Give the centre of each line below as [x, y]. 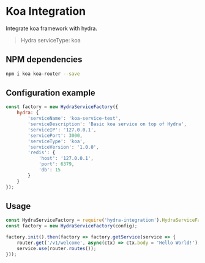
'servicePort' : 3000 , [55, 135]
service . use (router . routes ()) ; [57, 248]
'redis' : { [42, 153]
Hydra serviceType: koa [50, 40]
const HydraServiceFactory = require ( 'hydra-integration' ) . [84, 220]
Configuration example [50, 93]
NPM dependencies [44, 60]
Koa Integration [46, 11]
